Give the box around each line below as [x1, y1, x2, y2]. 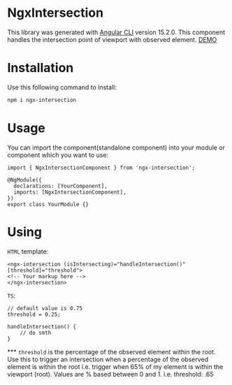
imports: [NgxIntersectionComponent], [13, 189, 127, 196]
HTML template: [7, 247, 49, 256]
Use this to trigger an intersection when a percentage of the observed [7, 355, 209, 363]
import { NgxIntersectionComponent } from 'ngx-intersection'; [7, 164, 196, 171]
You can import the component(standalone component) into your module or [7, 143, 226, 152]
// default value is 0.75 [7, 305, 82, 312]
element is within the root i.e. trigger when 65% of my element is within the [7, 362, 224, 371]
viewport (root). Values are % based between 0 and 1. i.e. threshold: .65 [7, 370, 215, 378]
